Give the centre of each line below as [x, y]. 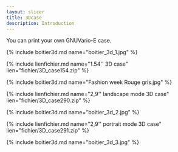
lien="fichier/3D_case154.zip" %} [48, 71]
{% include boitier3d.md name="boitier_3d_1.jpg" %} [72, 52]
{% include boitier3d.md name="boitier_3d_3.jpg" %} [73, 142]
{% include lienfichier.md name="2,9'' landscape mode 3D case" [88, 94]
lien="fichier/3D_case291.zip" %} [48, 131]
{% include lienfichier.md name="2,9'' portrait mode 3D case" [84, 124]
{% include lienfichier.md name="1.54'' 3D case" [67, 64]
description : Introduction [40, 23]
